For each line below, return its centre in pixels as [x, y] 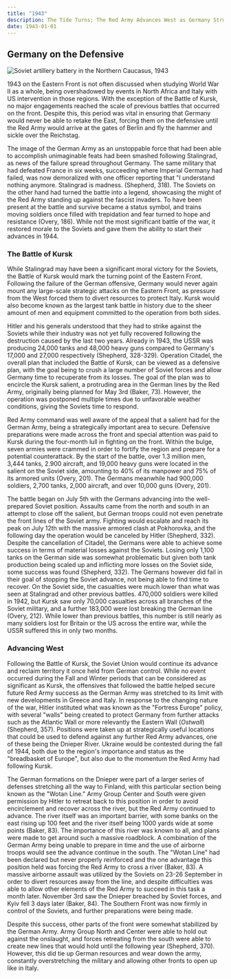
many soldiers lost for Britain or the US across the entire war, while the [107, 623]
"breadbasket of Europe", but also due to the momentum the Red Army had [113, 758]
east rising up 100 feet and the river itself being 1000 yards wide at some [110, 823]
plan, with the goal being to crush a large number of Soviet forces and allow [114, 370]
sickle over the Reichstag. [44, 136]
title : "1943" [27, 13]
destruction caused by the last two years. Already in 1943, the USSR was [110, 341]
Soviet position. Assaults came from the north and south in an [122, 506]
